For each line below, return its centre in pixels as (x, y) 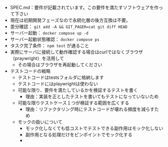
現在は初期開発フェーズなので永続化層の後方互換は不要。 (70, 20)
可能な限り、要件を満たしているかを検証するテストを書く (78, 90)
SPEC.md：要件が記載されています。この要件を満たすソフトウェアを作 (84, 7)
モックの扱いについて (40, 122)
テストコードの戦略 (30, 71)
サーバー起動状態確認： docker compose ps (55, 39)
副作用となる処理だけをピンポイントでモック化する (79, 135)
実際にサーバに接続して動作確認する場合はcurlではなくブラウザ (77, 52)
